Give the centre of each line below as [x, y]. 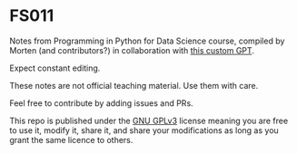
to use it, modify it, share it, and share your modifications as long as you [144, 130]
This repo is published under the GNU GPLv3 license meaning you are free [149, 120]
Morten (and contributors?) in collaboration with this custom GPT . [132, 50]
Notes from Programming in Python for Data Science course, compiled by [147, 41]
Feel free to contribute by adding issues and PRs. [101, 103]
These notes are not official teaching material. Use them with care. [134, 85]
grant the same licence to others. [71, 140]
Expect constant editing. [55, 68]
